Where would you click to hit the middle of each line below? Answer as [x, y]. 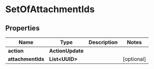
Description [103, 42]
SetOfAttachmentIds [50, 9]
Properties [23, 28]
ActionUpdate [67, 51]
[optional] [134, 59]
